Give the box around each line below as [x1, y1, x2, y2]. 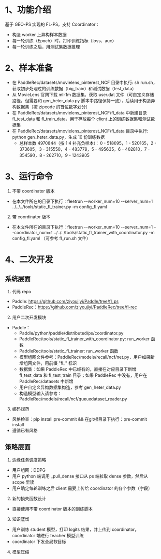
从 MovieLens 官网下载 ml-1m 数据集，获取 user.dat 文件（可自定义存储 [12, 92, 154, 97]
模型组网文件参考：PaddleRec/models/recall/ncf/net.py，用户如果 [19, 354, 151, 360]
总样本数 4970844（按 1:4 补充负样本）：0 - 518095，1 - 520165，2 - [19, 140, 157, 146]
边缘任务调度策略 [12, 457, 46, 463]
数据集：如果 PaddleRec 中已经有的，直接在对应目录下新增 [19, 366, 136, 372]
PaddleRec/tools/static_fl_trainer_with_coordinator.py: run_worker [19, 335, 150, 342]
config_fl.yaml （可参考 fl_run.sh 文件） [12, 235, 91, 241]
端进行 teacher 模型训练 [36, 532, 84, 538]
